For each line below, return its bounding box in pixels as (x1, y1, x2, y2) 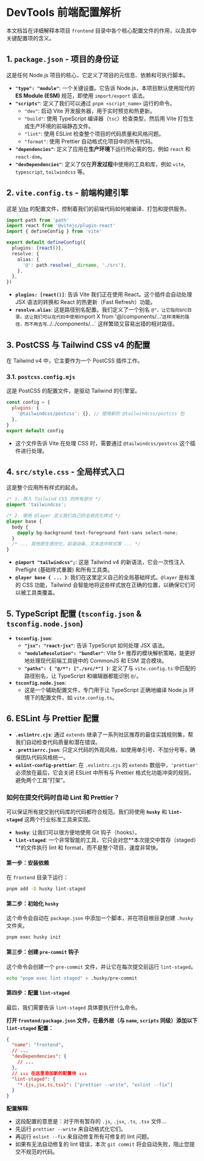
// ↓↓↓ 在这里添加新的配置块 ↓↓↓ (12, 1070, 88, 1076)
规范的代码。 (26, 1148, 58, 1156)
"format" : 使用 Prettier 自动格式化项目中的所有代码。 (24, 138, 157, 145)
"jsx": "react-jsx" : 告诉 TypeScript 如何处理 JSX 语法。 (24, 642, 169, 649)
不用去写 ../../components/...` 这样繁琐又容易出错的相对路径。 (29, 320, 178, 328)
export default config (6, 428, 64, 434)
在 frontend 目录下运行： (6, 873, 69, 881)
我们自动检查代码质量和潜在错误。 (15, 738, 101, 746)
